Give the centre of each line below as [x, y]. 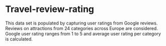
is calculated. [19, 39]
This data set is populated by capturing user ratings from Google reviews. [81, 23]
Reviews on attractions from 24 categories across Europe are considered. [82, 28]
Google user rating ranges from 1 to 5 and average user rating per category [83, 33]
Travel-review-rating [50, 9]
